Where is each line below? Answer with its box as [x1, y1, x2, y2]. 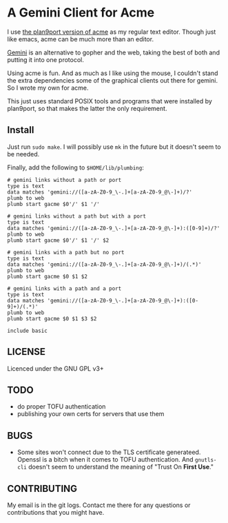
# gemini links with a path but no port [7, 249, 125, 256]
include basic [7, 327, 48, 334]
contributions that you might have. [7, 509, 105, 516]
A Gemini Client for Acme [7, 5, 155, 21]
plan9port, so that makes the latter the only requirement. [7, 104, 167, 112]
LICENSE [7, 346, 46, 358]
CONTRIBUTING [7, 482, 78, 494]
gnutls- [195, 457, 217, 464]
